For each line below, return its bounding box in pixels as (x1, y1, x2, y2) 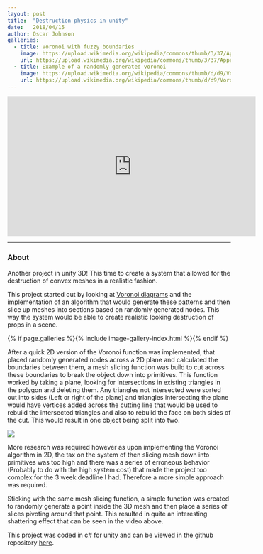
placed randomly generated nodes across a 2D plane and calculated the (7, 355, 218, 364)
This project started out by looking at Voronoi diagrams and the (7, 290, 192, 298)
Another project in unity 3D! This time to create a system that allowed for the (7, 268, 230, 277)
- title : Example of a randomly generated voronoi (13, 63, 167, 70)
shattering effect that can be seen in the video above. (7, 516, 164, 526)
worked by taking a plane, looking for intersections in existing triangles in (7, 378, 221, 386)
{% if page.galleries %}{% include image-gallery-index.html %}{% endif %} (7, 334, 229, 342)
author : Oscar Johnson (7, 30, 74, 38)
